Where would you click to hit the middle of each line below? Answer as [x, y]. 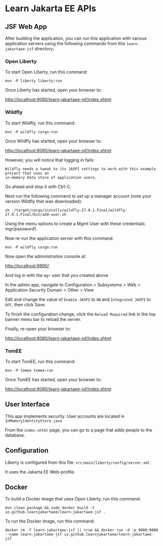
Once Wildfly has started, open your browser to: [53, 141]
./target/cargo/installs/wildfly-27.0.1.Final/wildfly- [70, 210]
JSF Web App [26, 27]
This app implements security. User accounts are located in [65, 416]
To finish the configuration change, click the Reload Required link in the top [81, 314]
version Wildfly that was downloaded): [44, 201]
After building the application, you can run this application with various [76, 38]
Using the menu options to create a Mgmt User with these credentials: [76, 224]
